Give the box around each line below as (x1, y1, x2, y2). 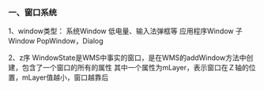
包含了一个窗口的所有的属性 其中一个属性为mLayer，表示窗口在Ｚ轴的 (21, 63, 249, 73)
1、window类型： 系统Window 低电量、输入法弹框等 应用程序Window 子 (8, 26, 243, 36)
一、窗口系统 (8, 6, 58, 17)
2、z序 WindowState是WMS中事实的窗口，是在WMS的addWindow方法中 (8, 53, 247, 62)
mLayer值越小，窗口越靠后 (21, 73, 109, 82)
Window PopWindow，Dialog (8, 36, 104, 46)
